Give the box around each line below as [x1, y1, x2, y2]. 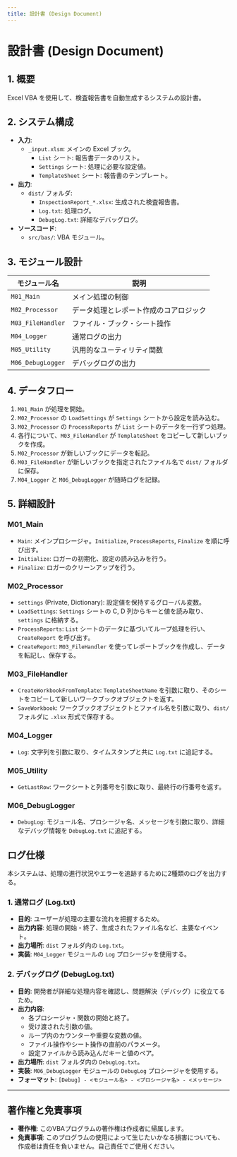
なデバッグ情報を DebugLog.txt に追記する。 [17, 826, 146, 835]
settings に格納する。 [17, 616, 83, 624]
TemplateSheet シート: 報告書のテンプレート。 [38, 171, 171, 180]
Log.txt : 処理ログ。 [38, 206, 95, 215]
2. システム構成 [7, 116, 74, 128]
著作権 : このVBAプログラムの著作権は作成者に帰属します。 [17, 1125, 188, 1133]
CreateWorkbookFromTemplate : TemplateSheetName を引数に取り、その [17, 686, 215, 694]
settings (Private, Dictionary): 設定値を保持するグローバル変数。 [17, 598, 206, 607]
